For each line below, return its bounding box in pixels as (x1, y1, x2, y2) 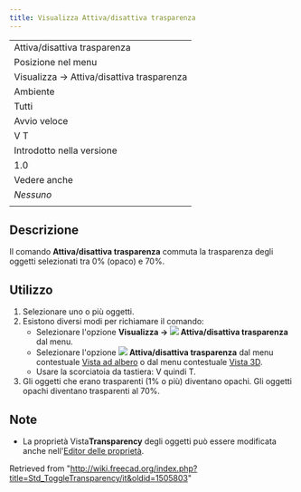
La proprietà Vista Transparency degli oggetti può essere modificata (22, 436, 277, 447)
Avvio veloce (14, 114, 69, 127)
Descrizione (9, 223, 80, 238)
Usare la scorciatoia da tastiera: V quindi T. (35, 366, 196, 377)
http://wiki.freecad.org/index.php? (70, 463, 198, 474)
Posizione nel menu (14, 55, 98, 68)
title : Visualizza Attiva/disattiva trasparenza (9, 13, 196, 23)
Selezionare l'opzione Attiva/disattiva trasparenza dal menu (35, 347, 274, 358)
